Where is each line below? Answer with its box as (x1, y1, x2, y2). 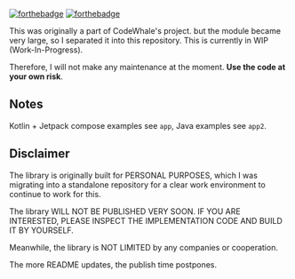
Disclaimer (9, 147, 70, 162)
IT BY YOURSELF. (9, 225, 74, 235)
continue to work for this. (9, 188, 101, 199)
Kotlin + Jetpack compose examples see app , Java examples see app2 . (9, 120, 267, 131)
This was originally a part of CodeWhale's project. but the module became (9, 26, 282, 36)
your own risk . (9, 71, 64, 82)
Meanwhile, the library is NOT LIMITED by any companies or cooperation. (9, 242, 278, 252)
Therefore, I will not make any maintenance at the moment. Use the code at (9, 62, 286, 72)
